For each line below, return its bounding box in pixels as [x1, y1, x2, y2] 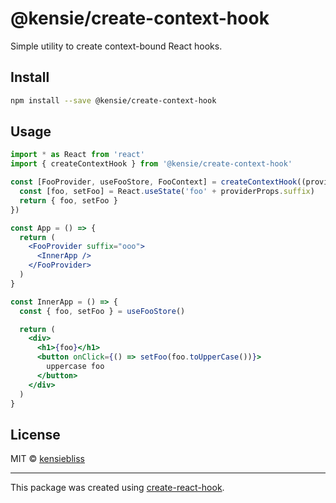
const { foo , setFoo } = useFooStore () [19, 306, 186, 316]
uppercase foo [46, 362, 105, 372]
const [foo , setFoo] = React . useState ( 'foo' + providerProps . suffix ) [19, 187, 315, 197]
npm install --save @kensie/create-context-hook [10, 95, 217, 106]
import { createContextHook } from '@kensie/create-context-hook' [10, 159, 293, 169]
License [10, 426, 61, 443]
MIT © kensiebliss [10, 453, 86, 465]
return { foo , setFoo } [19, 195, 118, 206]
